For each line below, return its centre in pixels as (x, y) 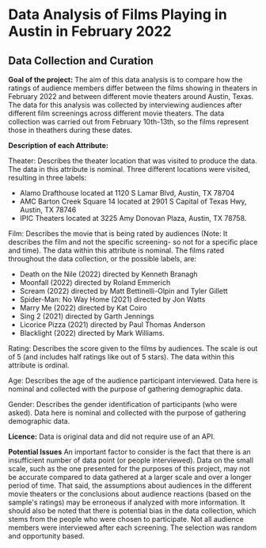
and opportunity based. (46, 536)
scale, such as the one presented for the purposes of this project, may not (129, 468)
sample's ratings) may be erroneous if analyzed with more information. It (127, 502)
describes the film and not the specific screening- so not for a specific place (133, 242)
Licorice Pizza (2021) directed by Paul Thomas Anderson (112, 325)
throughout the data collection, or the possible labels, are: (102, 259)
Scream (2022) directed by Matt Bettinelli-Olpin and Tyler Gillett (123, 291)
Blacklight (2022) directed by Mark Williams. (92, 333)
